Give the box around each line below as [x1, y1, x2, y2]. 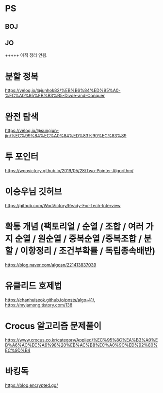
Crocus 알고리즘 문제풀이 [5, 321, 102, 332]
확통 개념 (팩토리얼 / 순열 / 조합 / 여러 [5, 221, 144, 232]
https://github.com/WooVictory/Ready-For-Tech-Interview [5, 203, 121, 209]
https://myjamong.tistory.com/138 [5, 302, 73, 308]
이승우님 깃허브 [5, 186, 62, 197]
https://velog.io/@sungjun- [5, 127, 59, 134]
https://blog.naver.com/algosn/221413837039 [5, 262, 97, 268]
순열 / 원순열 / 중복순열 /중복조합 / [15, 233, 142, 245]
